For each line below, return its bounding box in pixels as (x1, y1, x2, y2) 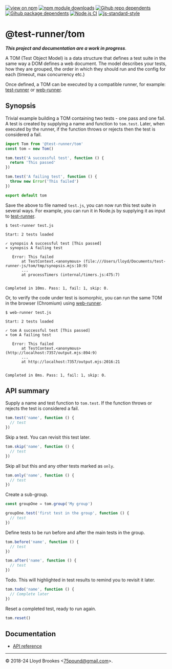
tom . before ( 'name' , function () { (5, 539, 79, 545)
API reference (12, 643, 42, 650)
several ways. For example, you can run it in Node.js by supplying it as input (5, 207, 165, 213)
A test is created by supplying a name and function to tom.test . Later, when (5, 120, 165, 126)
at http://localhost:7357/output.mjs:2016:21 (21, 359, 120, 364)
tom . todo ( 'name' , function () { (5, 587, 74, 592)
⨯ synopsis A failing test (5, 245, 63, 250)
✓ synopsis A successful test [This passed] (5, 241, 102, 246)
